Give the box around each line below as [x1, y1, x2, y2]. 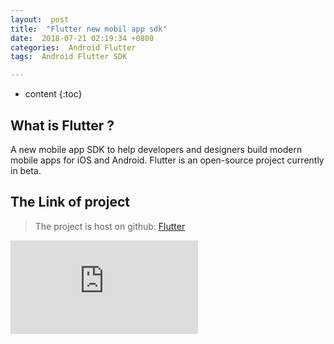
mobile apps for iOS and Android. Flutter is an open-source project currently [10, 154, 325, 166]
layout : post [10, 14, 70, 25]
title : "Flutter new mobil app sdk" [10, 24, 168, 34]
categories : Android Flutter [10, 42, 137, 53]
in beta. [10, 164, 42, 176]
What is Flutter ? [10, 117, 115, 134]
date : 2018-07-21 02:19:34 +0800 [10, 33, 155, 43]
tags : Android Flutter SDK [10, 52, 128, 62]
